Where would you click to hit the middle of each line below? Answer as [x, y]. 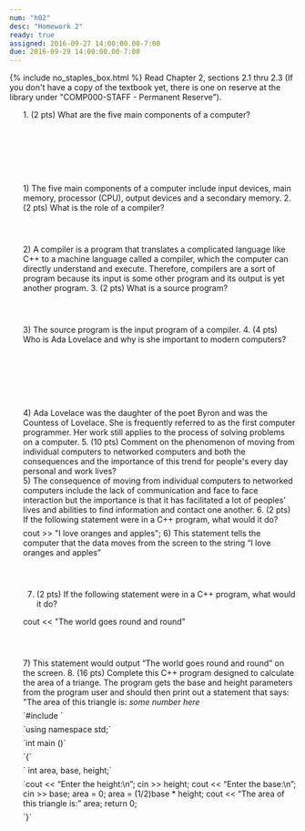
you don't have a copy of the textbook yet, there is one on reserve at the [145, 88]
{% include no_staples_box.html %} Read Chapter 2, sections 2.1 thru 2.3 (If [151, 78]
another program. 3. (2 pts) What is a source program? [125, 288]
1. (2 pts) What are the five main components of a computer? [136, 115]
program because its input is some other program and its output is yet [153, 278]
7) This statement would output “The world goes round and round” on [153, 663]
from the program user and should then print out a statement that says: [156, 692]
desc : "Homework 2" [46, 26]
